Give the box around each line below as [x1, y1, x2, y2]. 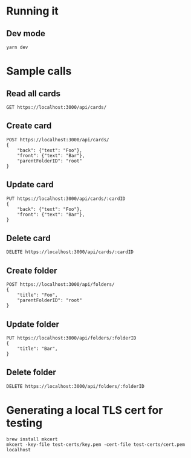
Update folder [6, 319, 59, 329]
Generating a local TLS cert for [6, 404, 163, 418]
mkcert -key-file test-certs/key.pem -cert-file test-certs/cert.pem [6, 441, 186, 448]
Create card [6, 121, 52, 131]
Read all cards [6, 88, 60, 98]
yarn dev [6, 44, 28, 50]
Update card [6, 179, 54, 190]
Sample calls [6, 65, 72, 78]
